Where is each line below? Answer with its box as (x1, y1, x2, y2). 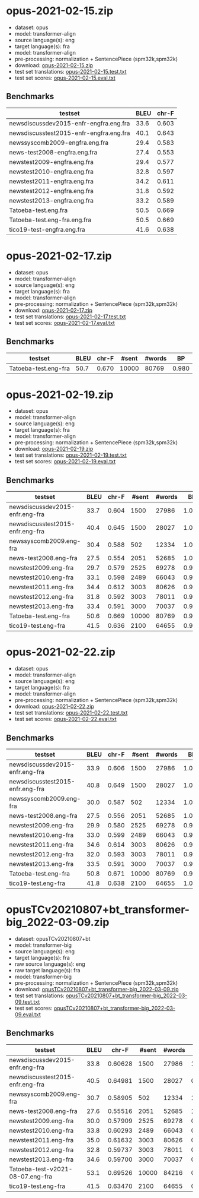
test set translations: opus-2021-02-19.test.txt (14, 451, 127, 459)
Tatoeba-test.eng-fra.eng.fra (9, 216, 92, 224)
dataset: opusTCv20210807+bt (14, 935, 91, 942)
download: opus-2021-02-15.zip (14, 61, 94, 69)
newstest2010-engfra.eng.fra (9, 167, 94, 176)
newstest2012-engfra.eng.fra (9, 187, 94, 195)
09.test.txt (14, 998, 40, 1005)
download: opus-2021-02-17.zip (14, 306, 93, 314)
